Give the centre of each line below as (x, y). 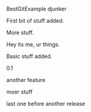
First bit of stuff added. (35, 21)
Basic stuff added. (29, 56)
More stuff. (20, 32)
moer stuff (20, 92)
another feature (26, 80)
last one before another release (46, 104)
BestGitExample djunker (37, 9)
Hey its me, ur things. (33, 44)
